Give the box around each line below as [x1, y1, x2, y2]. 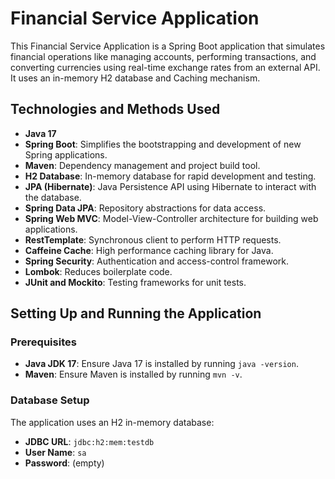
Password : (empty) [24, 457, 105, 469]
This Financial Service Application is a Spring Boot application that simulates [10, 40, 326, 52]
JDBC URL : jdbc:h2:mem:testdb [24, 435, 155, 447]
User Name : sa [24, 446, 87, 458]
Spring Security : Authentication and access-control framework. [24, 255, 290, 267]
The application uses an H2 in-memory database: [10, 416, 215, 428]
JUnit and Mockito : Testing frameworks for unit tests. [24, 276, 247, 288]
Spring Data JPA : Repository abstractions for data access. [24, 202, 267, 214]
